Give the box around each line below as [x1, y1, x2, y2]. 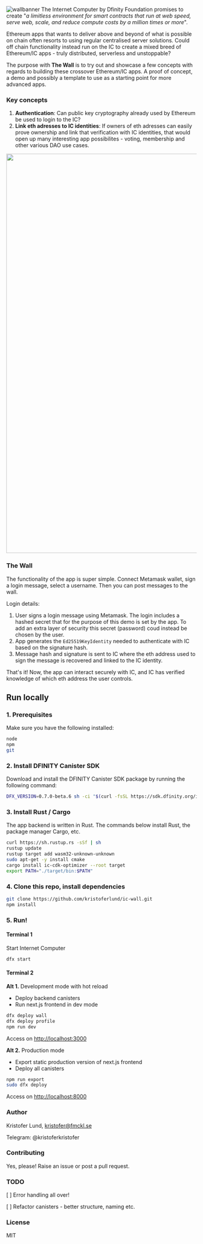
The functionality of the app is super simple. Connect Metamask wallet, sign [6, 575, 196, 583]
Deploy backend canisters [14, 994, 80, 1002]
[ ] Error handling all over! [6, 1191, 69, 1199]
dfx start [6, 956, 31, 962]
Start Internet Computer [6, 944, 66, 951]
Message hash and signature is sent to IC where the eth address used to [14, 650, 196, 657]
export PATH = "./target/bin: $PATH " [6, 868, 94, 874]
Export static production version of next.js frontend [14, 1058, 143, 1065]
